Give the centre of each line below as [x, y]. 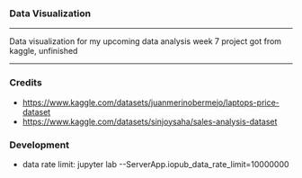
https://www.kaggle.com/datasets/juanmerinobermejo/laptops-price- [151, 102]
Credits [26, 83]
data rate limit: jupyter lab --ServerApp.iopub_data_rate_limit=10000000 [155, 164]
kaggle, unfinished [44, 51]
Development [40, 145]
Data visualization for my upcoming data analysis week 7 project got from [145, 41]
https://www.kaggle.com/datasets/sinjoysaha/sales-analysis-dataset [150, 121]
